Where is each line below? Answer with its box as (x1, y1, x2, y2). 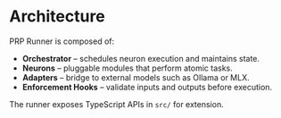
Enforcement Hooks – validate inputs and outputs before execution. (21, 81, 273, 92)
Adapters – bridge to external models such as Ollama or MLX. (21, 72, 250, 82)
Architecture (9, 6, 105, 27)
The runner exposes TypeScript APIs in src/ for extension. (9, 98, 225, 109)
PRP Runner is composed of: (9, 36, 115, 46)
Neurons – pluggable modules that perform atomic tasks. (21, 63, 234, 73)
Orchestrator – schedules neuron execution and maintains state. (21, 53, 260, 63)
